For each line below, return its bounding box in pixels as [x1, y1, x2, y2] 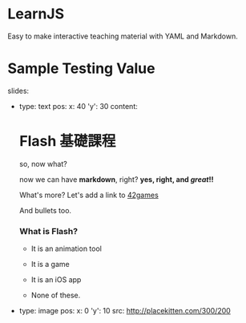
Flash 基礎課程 [18, 132, 116, 151]
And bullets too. [18, 205, 72, 215]
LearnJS [7, 5, 65, 23]
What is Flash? [18, 225, 78, 236]
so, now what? [18, 159, 67, 168]
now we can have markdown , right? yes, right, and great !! [18, 174, 214, 184]
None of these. [30, 290, 81, 301]
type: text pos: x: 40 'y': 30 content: [18, 101, 138, 111]
